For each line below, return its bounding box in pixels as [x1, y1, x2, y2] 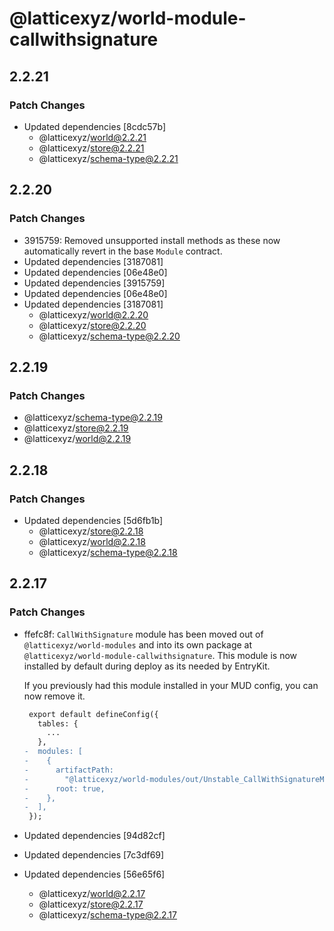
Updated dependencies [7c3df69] [23, 849, 165, 861]
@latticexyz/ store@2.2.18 [38, 525, 144, 537]
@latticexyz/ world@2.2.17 [38, 888, 146, 900]
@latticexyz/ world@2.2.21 [38, 131, 147, 143]
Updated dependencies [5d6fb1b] [23, 514, 164, 526]
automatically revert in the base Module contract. [23, 245, 223, 257]
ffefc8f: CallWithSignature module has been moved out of [23, 628, 264, 640]
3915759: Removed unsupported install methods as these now [23, 234, 281, 246]
